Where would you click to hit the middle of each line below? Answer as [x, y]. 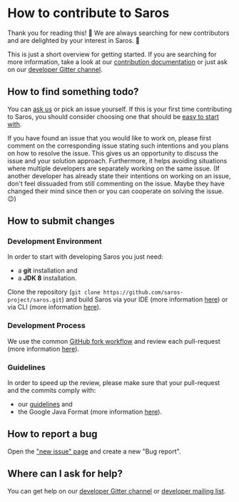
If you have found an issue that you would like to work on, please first [110, 138]
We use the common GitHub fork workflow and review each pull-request [114, 341]
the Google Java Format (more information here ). [90, 412]
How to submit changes [61, 221]
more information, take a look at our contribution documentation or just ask [118, 61]
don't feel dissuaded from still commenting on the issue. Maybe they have [116, 183]
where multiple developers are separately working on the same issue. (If [113, 168]
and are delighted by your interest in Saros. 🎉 [74, 40]
